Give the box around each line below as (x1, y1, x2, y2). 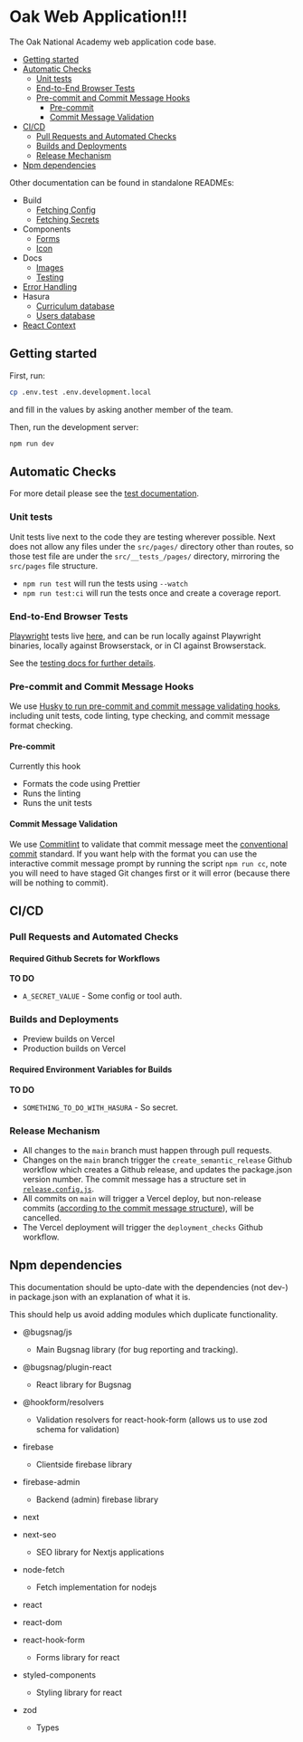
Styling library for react (35, 1687, 122, 1698)
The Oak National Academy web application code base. (9, 36, 217, 47)
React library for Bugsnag (35, 1379, 132, 1390)
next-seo (22, 1528, 57, 1540)
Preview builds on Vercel (22, 1034, 116, 1045)
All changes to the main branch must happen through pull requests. (22, 1144, 272, 1155)
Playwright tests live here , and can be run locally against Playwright (9, 630, 261, 641)
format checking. (9, 720, 73, 731)
